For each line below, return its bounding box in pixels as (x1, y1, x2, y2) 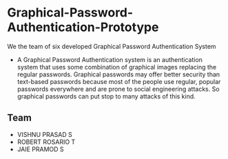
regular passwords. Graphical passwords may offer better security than (17, 70, 220, 78)
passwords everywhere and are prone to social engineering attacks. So (17, 85, 220, 93)
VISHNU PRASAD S (17, 130, 72, 138)
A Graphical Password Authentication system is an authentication (17, 55, 203, 63)
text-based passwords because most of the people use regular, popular (17, 77, 221, 85)
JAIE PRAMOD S (17, 145, 64, 153)
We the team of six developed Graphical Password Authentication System (7, 42, 216, 50)
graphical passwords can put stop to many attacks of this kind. (17, 92, 196, 100)
